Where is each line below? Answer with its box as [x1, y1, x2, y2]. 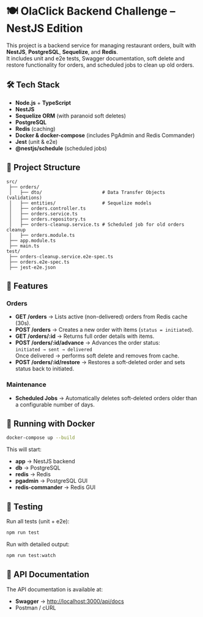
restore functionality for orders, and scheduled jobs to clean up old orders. [6, 61, 194, 69]
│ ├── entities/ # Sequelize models [9, 200, 152, 206]
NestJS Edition [6, 21, 83, 36]
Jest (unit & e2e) [15, 138, 58, 145]
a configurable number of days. [15, 401, 95, 408]
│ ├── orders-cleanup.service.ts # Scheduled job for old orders [9, 221, 185, 228]
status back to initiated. [15, 365, 75, 373]
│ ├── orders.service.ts [9, 211, 78, 217]
